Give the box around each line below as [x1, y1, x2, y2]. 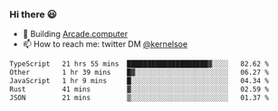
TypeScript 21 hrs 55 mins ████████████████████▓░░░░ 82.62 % [9, 60, 270, 69]
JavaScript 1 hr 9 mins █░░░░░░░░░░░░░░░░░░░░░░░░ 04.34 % [9, 77, 270, 86]
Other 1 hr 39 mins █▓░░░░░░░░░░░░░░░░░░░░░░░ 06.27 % [9, 68, 270, 78]
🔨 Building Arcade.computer [22, 29, 129, 40]
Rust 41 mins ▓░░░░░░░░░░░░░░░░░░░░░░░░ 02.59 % [9, 85, 270, 94]
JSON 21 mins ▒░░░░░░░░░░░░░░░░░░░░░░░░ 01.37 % [9, 93, 270, 102]
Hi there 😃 [9, 8, 57, 21]
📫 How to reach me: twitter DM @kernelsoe [22, 39, 188, 50]
